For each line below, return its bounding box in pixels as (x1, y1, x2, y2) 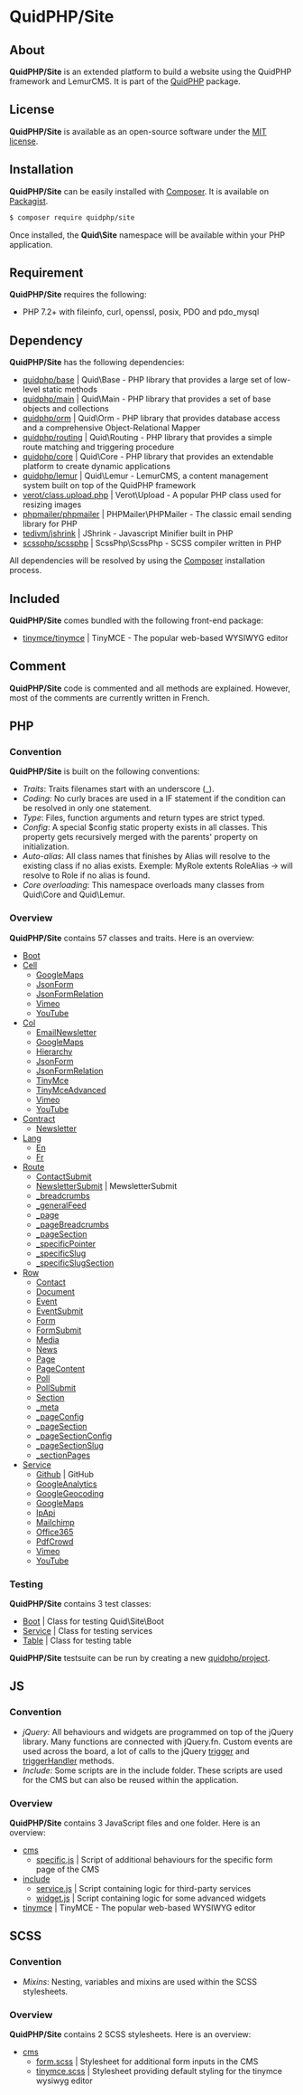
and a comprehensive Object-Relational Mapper (22, 422, 201, 433)
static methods (41, 384, 97, 395)
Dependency (9, 333, 83, 348)
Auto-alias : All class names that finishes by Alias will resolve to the (22, 851, 271, 862)
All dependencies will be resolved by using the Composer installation (9, 555, 266, 566)
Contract (22, 1113, 56, 1124)
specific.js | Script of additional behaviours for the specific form (35, 1854, 273, 1865)
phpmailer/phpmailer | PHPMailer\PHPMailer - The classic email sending (22, 509, 292, 520)
